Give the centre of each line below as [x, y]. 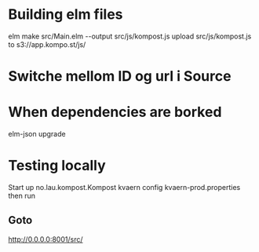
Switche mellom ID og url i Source [120, 77]
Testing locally [57, 166]
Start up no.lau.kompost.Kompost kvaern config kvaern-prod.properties [124, 187]
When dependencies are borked [115, 112]
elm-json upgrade [37, 134]
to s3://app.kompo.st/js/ [47, 44]
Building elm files [66, 15]
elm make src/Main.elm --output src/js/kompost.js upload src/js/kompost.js [130, 36]
